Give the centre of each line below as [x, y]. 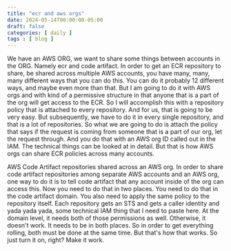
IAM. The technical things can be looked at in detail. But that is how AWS [110, 146]
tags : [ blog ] [30, 39]
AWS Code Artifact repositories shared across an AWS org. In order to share [115, 167]
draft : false [26, 26]
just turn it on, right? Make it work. [56, 240]
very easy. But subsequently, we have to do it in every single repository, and [115, 117]
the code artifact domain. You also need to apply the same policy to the [109, 196]
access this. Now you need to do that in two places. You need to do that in [113, 189]
